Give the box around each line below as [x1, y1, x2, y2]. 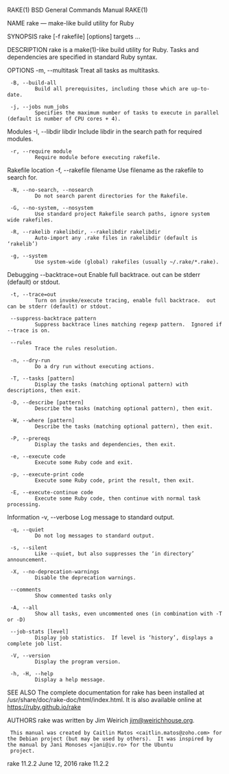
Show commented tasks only [34, 592, 112, 599]
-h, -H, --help [10, 670, 53, 677]
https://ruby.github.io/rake [7, 703, 81, 711]
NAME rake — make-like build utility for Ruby [7, 19, 134, 27]
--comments [10, 586, 41, 593]
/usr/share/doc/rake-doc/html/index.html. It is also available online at [7, 696, 202, 703]
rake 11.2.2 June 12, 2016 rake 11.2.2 [7, 760, 109, 767]
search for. [7, 173, 38, 181]
